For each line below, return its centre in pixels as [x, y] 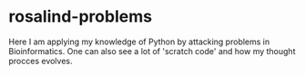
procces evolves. [41, 61]
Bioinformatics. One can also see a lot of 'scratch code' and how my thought [152, 51]
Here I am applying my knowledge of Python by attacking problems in [139, 42]
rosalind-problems [80, 17]
